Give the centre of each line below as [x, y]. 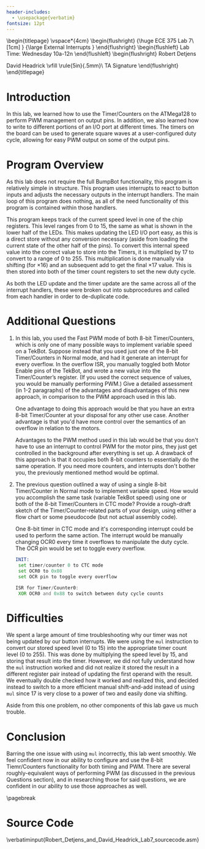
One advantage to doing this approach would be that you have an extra [105, 409]
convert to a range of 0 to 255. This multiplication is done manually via [95, 258]
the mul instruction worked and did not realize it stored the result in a [93, 668]
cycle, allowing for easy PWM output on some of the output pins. [88, 140]
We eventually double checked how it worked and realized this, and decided [102, 681]
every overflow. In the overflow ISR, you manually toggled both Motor [102, 364]
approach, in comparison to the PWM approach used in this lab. [95, 397]
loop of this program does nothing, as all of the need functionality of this [98, 201]
